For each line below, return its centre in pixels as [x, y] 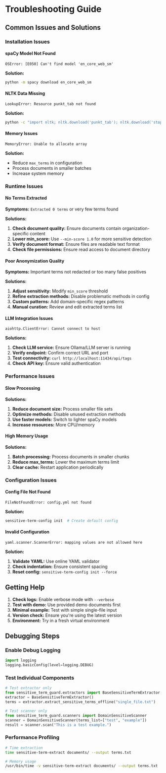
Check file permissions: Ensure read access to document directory [81, 249]
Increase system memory [38, 173]
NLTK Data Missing [25, 93]
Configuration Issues [31, 480]
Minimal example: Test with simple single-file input [64, 610]
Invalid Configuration [27, 532]
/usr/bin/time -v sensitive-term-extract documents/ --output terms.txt [82, 766]
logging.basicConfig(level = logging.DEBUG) [49, 665]
